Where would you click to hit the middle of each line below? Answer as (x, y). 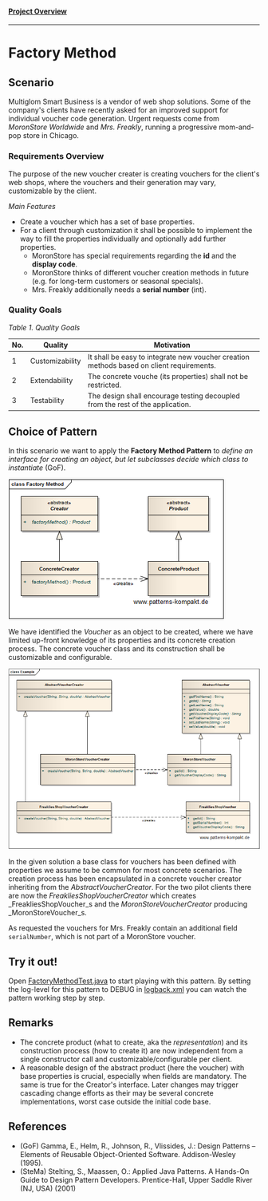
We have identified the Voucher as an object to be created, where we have (131, 632)
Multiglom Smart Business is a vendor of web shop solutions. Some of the (130, 102)
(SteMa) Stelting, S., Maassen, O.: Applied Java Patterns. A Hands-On (134, 1171)
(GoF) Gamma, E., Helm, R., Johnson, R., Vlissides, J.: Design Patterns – (138, 1146)
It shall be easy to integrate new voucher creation (168, 357)
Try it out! (33, 962)
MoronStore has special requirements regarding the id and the (134, 255)
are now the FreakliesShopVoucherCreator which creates (102, 896)
